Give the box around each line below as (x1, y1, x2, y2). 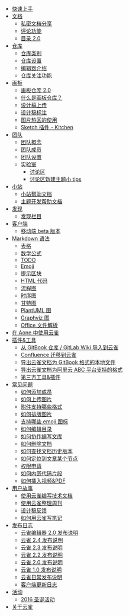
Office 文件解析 (20, 322, 58, 328)
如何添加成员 (20, 388, 52, 395)
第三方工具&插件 (20, 374, 61, 381)
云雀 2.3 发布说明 (20, 544, 63, 551)
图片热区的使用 (20, 116, 57, 123)
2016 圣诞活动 (20, 596, 55, 603)
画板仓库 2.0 (20, 87, 51, 94)
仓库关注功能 (20, 72, 52, 79)
